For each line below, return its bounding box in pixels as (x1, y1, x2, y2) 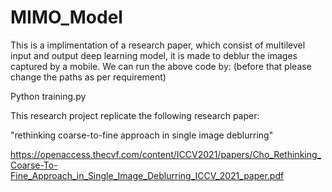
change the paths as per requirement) (10, 71, 167, 83)
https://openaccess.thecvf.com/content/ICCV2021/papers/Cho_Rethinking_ (10, 148, 322, 160)
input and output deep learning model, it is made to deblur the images (10, 49, 298, 61)
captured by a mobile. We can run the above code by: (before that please (10, 60, 312, 72)
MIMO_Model (10, 6, 123, 29)
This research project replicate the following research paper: (10, 109, 260, 121)
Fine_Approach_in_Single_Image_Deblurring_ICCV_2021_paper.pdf (10, 169, 285, 181)
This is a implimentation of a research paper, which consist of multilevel (10, 39, 306, 51)
